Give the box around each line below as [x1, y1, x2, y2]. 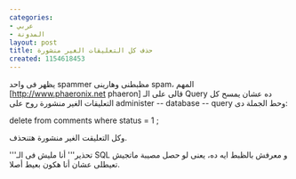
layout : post [9, 37, 58, 47]
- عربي [9, 21, 34, 30]
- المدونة [9, 29, 46, 38]
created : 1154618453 [9, 54, 86, 63]
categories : [9, 12, 53, 22]
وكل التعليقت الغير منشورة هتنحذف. [9, 133, 127, 142]
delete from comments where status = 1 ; [9, 115, 159, 126]
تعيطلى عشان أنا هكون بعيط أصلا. [9, 159, 120, 169]
